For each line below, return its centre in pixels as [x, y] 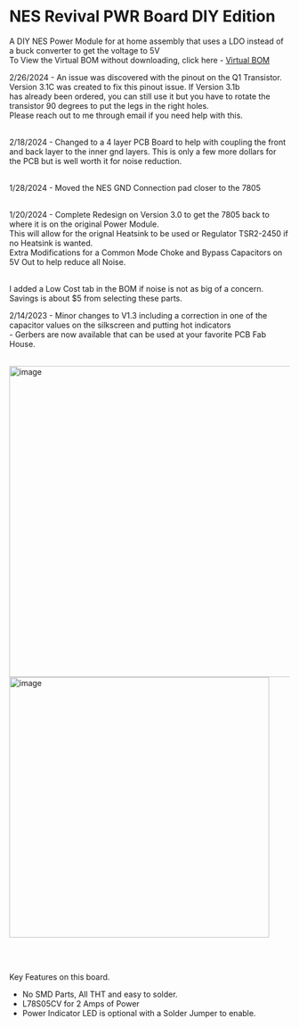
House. [22, 344]
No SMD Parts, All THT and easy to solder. [100, 994]
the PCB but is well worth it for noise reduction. [96, 161]
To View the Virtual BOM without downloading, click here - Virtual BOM [139, 60]
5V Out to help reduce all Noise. [68, 261]
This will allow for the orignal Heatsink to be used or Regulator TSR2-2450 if [149, 233]
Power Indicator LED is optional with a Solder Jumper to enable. [139, 1013]
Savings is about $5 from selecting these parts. [96, 298]
